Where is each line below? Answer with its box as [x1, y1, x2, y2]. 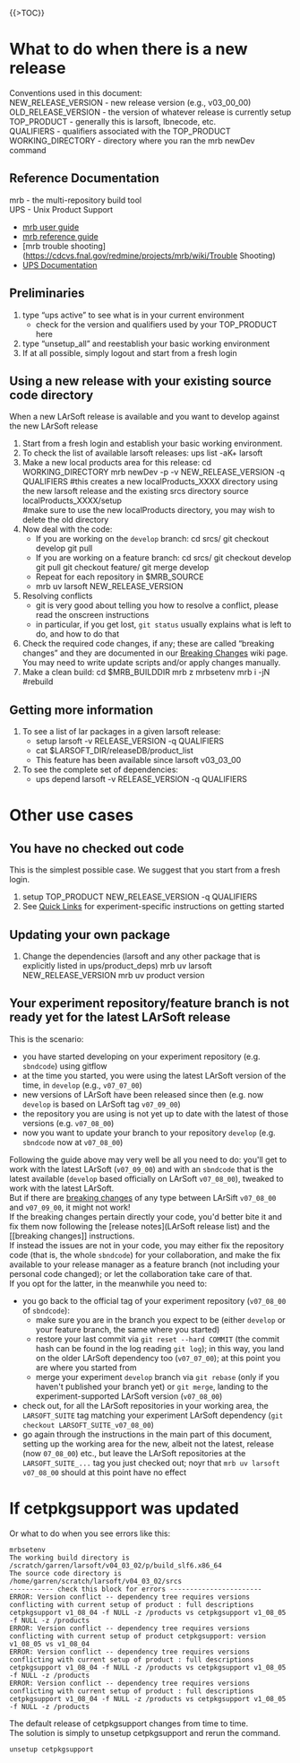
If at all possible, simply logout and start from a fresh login [21, 347, 237, 358]
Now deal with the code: [21, 524, 113, 534]
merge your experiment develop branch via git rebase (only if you [35, 1371, 279, 1382]
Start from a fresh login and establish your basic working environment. [21, 439, 283, 449]
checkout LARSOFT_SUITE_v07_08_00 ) [21, 1419, 154, 1429]
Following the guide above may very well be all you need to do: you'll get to [9, 1154, 287, 1165]
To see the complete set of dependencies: [21, 764, 179, 775]
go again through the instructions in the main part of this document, [21, 1429, 272, 1439]
